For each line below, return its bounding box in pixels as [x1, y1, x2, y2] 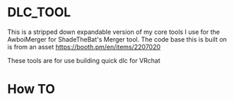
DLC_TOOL [7, 4, 71, 20]
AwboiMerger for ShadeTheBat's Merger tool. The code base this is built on [7, 35, 228, 43]
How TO [7, 81, 55, 97]
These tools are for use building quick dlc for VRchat [7, 56, 160, 64]
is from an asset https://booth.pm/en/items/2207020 [7, 42, 161, 51]
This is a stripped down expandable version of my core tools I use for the [7, 28, 221, 36]
